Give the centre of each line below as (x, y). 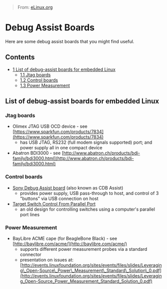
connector (31, 255)
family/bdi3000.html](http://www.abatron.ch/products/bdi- (73, 158)
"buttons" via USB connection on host (59, 199)
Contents (20, 57)
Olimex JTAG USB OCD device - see (50, 126)
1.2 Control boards (39, 80)
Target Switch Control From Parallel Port (54, 204)
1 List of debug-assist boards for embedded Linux (64, 69)
